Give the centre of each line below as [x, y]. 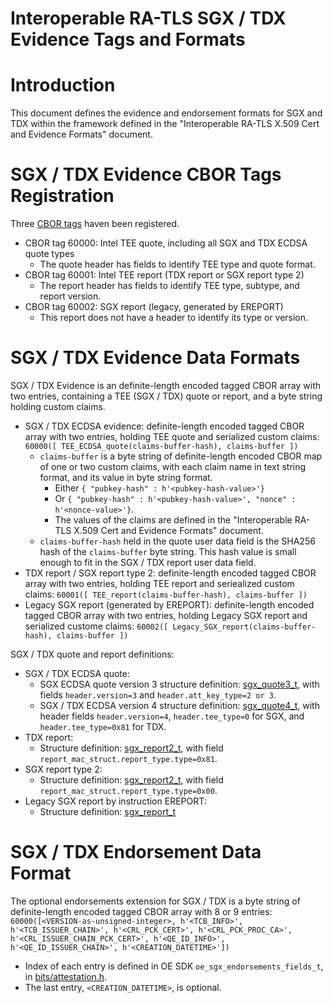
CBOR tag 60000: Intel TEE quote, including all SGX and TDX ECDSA [166, 243]
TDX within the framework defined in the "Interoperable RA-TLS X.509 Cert [165, 124]
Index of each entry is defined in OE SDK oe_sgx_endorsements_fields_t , [174, 966]
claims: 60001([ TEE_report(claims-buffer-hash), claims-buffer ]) [166, 594]
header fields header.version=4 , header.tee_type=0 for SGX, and [172, 716]
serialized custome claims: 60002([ [96, 626]
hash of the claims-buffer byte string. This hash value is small [168, 551]
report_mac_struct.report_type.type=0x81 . [128, 758]
